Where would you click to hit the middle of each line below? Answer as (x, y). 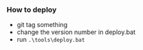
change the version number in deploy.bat (76, 32)
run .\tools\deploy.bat (51, 40)
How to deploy (32, 10)
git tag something (42, 25)
